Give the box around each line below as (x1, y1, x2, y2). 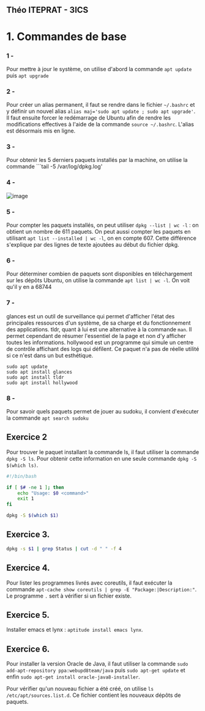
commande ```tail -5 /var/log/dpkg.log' (6, 163, 103, 171)
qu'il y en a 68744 (6, 283, 52, 291)
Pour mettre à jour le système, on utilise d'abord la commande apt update (6, 65, 192, 72)
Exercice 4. (6, 563, 50, 573)
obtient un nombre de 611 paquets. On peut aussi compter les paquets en (6, 228, 191, 236)
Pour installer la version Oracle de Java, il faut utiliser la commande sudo (6, 660, 188, 667)
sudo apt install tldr (6, 374, 64, 380)
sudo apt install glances (6, 369, 72, 375)
